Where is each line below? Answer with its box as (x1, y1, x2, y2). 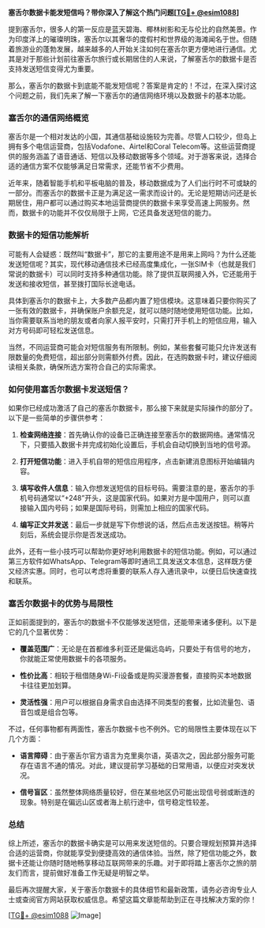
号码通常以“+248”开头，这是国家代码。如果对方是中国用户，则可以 (26, 493, 244, 502)
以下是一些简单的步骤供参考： (8, 413, 105, 422)
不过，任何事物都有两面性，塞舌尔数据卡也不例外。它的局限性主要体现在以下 (8, 724, 257, 734)
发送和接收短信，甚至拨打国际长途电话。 (8, 278, 140, 288)
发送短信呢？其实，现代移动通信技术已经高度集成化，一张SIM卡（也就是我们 (8, 259, 256, 268)
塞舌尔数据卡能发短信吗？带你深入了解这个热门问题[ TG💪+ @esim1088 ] (8, 8, 240, 17)
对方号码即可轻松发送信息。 (8, 325, 99, 335)
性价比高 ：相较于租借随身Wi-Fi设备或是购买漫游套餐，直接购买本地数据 (19, 671, 252, 680)
